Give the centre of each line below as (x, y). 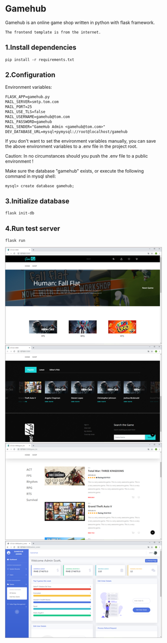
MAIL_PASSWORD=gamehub (29, 122)
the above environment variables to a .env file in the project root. (71, 146)
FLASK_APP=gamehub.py (28, 97)
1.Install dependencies (41, 48)
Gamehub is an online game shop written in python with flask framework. (80, 22)
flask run (15, 241)
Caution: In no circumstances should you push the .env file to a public (77, 156)
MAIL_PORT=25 (19, 107)
